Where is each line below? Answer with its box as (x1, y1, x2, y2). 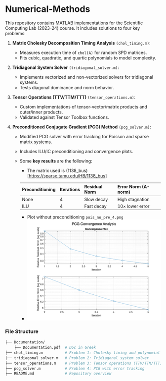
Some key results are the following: (19, 158, 92, 164)
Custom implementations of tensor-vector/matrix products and (19, 104, 147, 109)
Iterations (60, 186, 81, 192)
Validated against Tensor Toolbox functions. (19, 114, 110, 120)
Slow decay (84, 196, 108, 202)
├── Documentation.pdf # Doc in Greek (14, 345, 96, 350)
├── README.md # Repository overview (5, 371, 112, 376)
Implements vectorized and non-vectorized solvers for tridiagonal (19, 74, 154, 80)
